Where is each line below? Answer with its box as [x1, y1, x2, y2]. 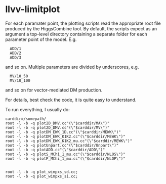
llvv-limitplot [5, 4, 60, 15]
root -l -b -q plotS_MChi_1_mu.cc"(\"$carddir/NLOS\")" [5, 152, 126, 157]
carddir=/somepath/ [5, 116, 47, 121]
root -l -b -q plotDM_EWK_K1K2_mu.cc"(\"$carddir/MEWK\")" [5, 138, 133, 144]
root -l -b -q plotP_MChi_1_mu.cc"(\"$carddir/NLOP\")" [5, 156, 126, 161]
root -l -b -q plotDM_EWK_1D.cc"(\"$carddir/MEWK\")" [5, 129, 121, 134]
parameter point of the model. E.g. [5, 36, 77, 42]
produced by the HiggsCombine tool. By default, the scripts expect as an [5, 25, 157, 31]
